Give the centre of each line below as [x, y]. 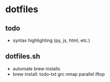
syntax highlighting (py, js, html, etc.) [51, 40]
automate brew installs [36, 69]
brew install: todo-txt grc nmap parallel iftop [59, 74]
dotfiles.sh [23, 56]
